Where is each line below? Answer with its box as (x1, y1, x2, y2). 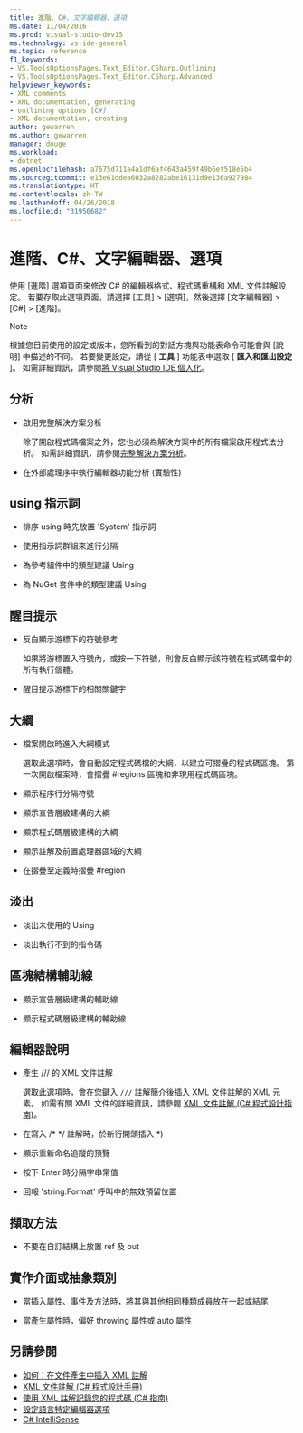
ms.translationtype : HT (9, 182, 99, 191)
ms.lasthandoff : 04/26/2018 (9, 198, 116, 208)
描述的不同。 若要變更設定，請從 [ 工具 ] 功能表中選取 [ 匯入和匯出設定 (30, 350, 292, 362)
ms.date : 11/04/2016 (9, 22, 88, 31)
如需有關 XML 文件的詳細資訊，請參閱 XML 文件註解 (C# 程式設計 (40, 1098, 285, 1109)
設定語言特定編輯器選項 (22, 1403, 110, 1414)
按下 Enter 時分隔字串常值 (22, 1167, 119, 1178)
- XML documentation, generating (9, 97, 136, 107)
